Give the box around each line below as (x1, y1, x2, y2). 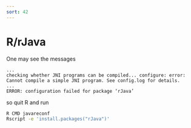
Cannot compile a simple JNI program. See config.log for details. (6, 77, 181, 84)
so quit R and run (6, 98, 49, 106)
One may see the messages (6, 55, 76, 62)
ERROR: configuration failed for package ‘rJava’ (6, 88, 135, 94)
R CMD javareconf (6, 110, 50, 116)
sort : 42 (6, 8, 28, 15)
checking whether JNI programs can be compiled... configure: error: (6, 72, 186, 78)
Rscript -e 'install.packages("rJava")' (6, 116, 110, 122)
